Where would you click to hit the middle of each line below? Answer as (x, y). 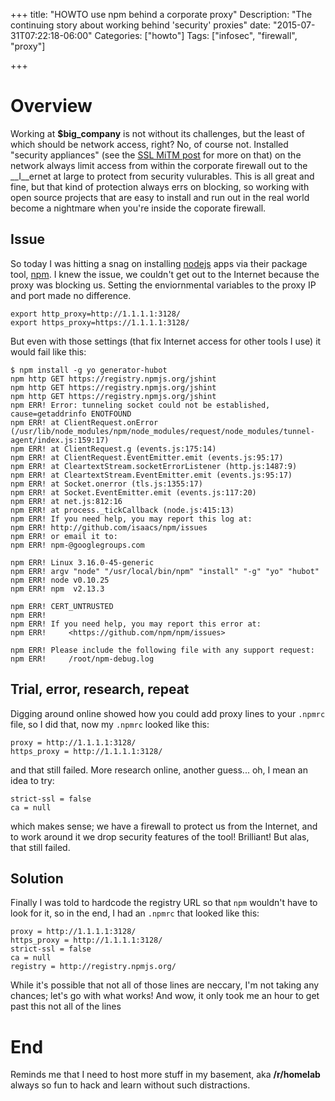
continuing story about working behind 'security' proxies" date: (141, 25)
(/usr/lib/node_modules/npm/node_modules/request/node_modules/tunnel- (162, 431)
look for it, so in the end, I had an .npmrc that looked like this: (135, 913)
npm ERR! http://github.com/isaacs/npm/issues (109, 527)
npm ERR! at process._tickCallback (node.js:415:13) (122, 510)
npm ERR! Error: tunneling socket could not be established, (140, 405)
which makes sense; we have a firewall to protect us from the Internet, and (164, 826)
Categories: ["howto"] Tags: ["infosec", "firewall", (196, 35)
